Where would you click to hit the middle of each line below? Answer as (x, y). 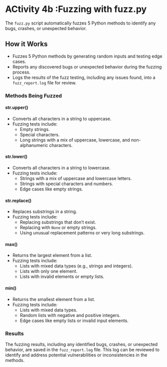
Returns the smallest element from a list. (54, 299)
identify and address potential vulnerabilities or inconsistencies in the (76, 355)
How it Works (26, 44)
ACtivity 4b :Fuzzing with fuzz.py (76, 9)
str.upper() (17, 107)
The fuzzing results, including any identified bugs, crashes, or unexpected (82, 344)
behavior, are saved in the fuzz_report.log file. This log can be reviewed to (83, 349)
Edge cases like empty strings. (51, 189)
